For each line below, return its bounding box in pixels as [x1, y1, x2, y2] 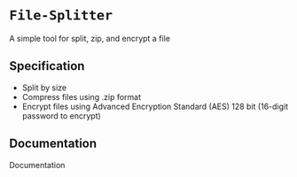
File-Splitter [9, 7, 113, 24]
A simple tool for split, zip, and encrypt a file [9, 33, 171, 43]
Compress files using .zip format [21, 91, 142, 102]
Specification [9, 58, 85, 73]
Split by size [21, 82, 67, 93]
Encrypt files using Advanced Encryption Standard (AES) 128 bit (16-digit [21, 101, 289, 112]
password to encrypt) [21, 110, 102, 121]
